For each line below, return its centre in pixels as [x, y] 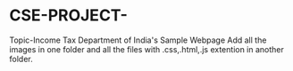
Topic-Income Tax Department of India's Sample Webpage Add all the [138, 40]
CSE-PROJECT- [68, 16]
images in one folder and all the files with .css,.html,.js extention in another [146, 49]
